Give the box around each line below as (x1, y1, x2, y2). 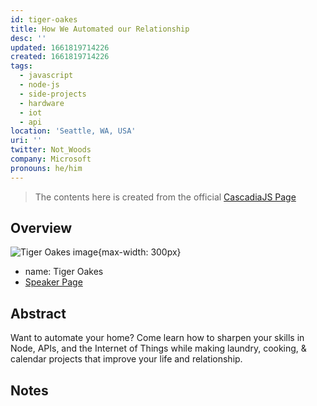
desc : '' (10, 33, 47, 43)
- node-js (19, 80, 60, 90)
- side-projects (19, 89, 87, 99)
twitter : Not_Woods (10, 145, 92, 155)
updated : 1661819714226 (10, 42, 110, 53)
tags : (10, 61, 33, 71)
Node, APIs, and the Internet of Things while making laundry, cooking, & (10, 342, 307, 355)
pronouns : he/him (10, 163, 83, 173)
